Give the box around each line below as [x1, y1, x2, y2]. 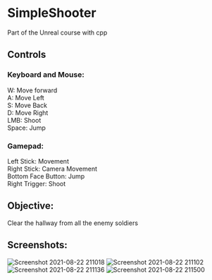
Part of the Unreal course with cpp [7, 28, 108, 37]
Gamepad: [7, 141, 44, 151]
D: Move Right [7, 108, 49, 117]
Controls [7, 49, 46, 61]
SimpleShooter [7, 5, 96, 21]
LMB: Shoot [7, 116, 42, 124]
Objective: [7, 200, 54, 212]
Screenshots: [7, 239, 68, 251]
